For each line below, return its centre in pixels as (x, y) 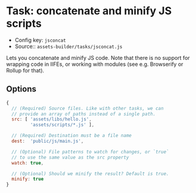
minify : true (28, 179)
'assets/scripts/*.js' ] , (62, 125)
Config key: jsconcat (41, 40)
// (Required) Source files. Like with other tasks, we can (88, 108)
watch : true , (28, 163)
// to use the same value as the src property (70, 157)
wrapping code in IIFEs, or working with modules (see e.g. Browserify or (95, 64)
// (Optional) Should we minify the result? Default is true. (90, 173)
